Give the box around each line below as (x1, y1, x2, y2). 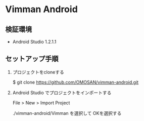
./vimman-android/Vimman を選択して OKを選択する (12, 110, 122, 116)
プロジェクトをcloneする (12, 69, 65, 75)
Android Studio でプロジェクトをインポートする (12, 90, 112, 96)
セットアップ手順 (5, 55, 59, 63)
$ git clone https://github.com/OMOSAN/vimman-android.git (12, 79, 139, 85)
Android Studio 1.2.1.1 (12, 39, 57, 45)
